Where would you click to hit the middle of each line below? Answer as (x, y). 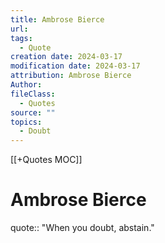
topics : (26, 122)
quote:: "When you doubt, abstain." (82, 228)
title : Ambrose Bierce (57, 19)
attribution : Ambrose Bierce (71, 76)
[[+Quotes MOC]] (46, 160)
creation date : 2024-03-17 (66, 57)
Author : (26, 85)
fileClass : (33, 94)
